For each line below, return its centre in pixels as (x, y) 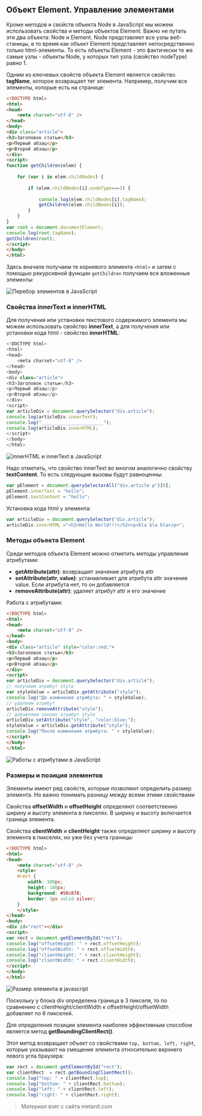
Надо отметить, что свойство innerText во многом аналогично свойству (99, 468)
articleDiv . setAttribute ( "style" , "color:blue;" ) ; (71, 720)
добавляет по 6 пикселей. (40, 1013)
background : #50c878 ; (55, 893)
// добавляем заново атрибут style (51, 714)
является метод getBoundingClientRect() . (60, 1031)
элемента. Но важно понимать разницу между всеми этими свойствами (100, 795)
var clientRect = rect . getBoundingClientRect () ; (70, 1073)
